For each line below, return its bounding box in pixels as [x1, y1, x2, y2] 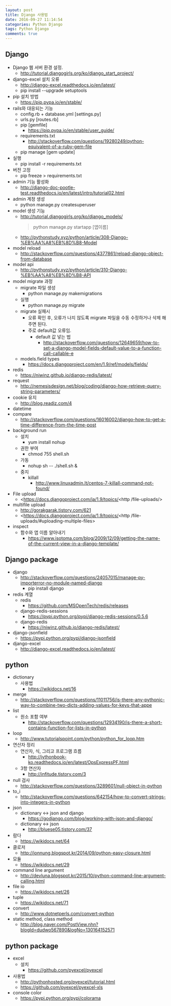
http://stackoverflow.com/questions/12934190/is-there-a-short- [28, 720, 162, 726]
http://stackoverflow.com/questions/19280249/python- [28, 138, 144, 144]
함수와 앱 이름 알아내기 [20, 529, 66, 535]
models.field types [20, 355, 60, 362]
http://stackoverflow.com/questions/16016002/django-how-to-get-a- [20, 416, 166, 422]
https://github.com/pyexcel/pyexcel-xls [20, 984, 103, 991]
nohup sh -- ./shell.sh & [28, 463, 78, 469]
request [12, 377, 29, 384]
